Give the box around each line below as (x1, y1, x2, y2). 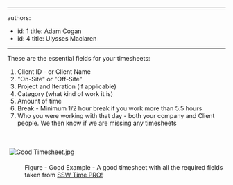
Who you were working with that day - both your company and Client (17, 112, 215, 119)
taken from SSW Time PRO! (24, 171, 103, 179)
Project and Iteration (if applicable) (17, 82, 116, 90)
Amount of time (17, 97, 62, 105)
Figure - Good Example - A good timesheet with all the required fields (24, 164, 223, 171)
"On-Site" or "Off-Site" (17, 75, 83, 83)
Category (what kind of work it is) (17, 90, 113, 97)
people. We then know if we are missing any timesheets (17, 119, 177, 127)
